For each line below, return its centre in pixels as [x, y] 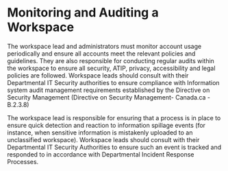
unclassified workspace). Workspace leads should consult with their [103, 139]
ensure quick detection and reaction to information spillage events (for [106, 125]
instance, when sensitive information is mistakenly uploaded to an [100, 133]
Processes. [23, 161]
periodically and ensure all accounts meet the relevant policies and [101, 54]
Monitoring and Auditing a [83, 13]
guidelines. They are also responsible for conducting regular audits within [111, 60]
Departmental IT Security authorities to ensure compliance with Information [114, 82]
